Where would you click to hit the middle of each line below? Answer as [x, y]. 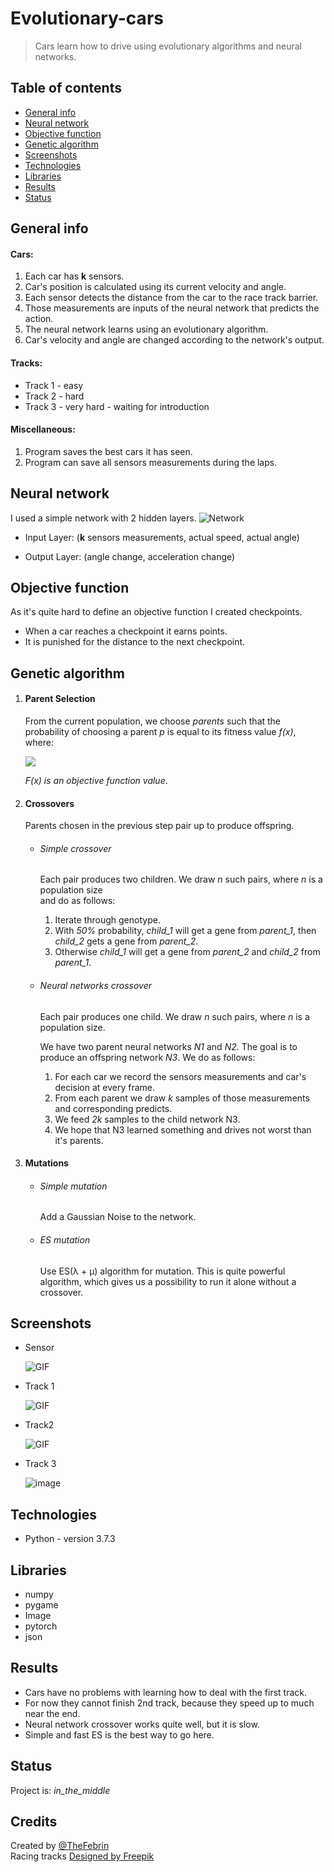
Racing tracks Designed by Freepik [82, 1856]
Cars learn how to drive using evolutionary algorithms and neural [168, 46]
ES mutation [65, 1239]
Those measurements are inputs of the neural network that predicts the [172, 308]
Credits [34, 1822]
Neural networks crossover [95, 985]
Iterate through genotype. [107, 920]
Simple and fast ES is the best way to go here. [119, 1734]
